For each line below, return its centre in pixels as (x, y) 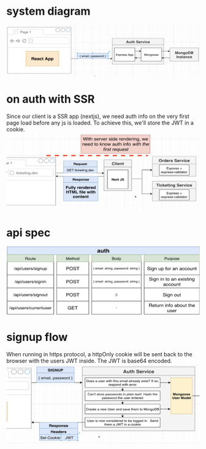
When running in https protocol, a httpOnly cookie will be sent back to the (99, 354)
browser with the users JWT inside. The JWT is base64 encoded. (89, 361)
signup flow (37, 338)
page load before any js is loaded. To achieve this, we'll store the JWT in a (100, 123)
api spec (29, 233)
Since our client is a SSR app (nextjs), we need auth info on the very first (98, 116)
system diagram (48, 11)
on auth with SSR (51, 99)
